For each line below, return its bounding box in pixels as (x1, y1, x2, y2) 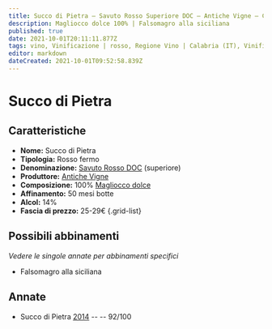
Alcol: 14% (19, 197, 57, 207)
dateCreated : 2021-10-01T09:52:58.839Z (8, 58, 143, 66)
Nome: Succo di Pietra (19, 145, 96, 155)
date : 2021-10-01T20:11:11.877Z (8, 34, 117, 43)
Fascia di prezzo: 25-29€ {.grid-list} (19, 206, 142, 216)
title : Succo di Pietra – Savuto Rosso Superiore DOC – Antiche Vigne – (8, 11, 259, 20)
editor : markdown (8, 49, 67, 58)
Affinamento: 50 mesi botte (19, 188, 114, 199)
